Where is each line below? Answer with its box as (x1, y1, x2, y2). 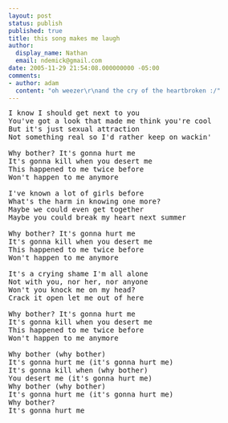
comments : (8, 72, 42, 80)
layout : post (8, 11, 52, 20)
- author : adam (8, 79, 59, 87)
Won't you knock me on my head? (8, 285, 136, 294)
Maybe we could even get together (8, 205, 145, 214)
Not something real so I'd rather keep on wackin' (8, 133, 212, 142)
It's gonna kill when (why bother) (8, 366, 149, 375)
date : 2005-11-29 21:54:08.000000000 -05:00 (8, 64, 160, 72)
